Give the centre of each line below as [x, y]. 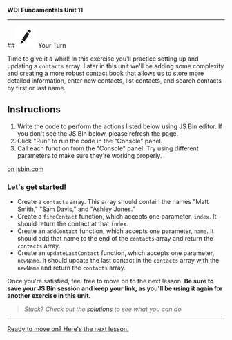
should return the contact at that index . [72, 224]
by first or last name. [37, 88]
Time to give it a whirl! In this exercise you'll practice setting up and [103, 59]
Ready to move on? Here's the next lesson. [68, 329]
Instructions [34, 110]
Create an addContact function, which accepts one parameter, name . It [115, 231]
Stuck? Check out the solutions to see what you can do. [104, 309]
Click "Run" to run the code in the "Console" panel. [90, 141]
